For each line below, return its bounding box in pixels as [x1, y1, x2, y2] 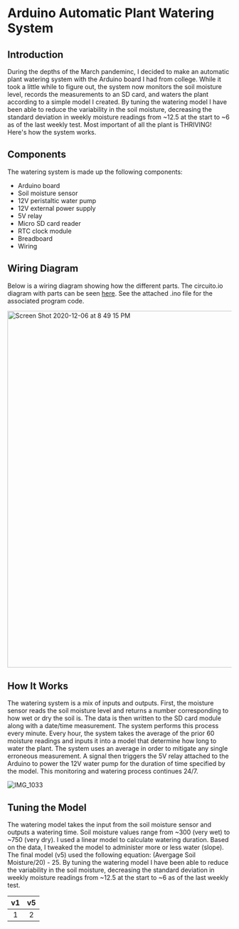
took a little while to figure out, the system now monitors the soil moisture [7, 83, 223, 90]
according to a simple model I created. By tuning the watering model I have [7, 98, 228, 106]
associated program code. [7, 296, 85, 305]
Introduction [7, 48, 64, 61]
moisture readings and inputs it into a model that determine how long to [7, 737, 217, 745]
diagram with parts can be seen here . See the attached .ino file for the [7, 289, 213, 297]
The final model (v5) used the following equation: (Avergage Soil [7, 851, 196, 859]
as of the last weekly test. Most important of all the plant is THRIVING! [7, 120, 212, 129]
